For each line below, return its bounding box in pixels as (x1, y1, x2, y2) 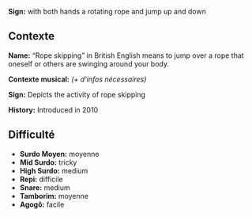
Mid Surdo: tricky (19, 158, 77, 167)
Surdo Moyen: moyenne (19, 149, 100, 158)
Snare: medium (19, 182, 71, 192)
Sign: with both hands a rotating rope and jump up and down (8, 7, 207, 16)
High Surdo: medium (19, 166, 88, 175)
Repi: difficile (19, 174, 63, 184)
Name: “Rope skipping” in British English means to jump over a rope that (8, 51, 244, 60)
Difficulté (8, 128, 55, 142)
